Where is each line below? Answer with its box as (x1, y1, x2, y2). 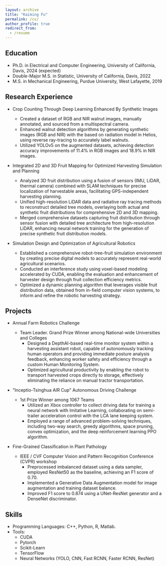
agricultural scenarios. (19, 260, 66, 266)
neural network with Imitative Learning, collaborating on (27, 408, 142, 414)
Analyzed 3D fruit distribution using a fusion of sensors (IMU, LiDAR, (19, 177, 161, 183)
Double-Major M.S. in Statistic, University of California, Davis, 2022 (12, 73, 151, 79)
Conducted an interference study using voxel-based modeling (19, 266, 148, 272)
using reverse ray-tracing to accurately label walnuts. (19, 137, 130, 143)
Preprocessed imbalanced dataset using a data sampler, (27, 464, 143, 470)
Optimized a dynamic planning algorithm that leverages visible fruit (19, 282, 158, 288)
